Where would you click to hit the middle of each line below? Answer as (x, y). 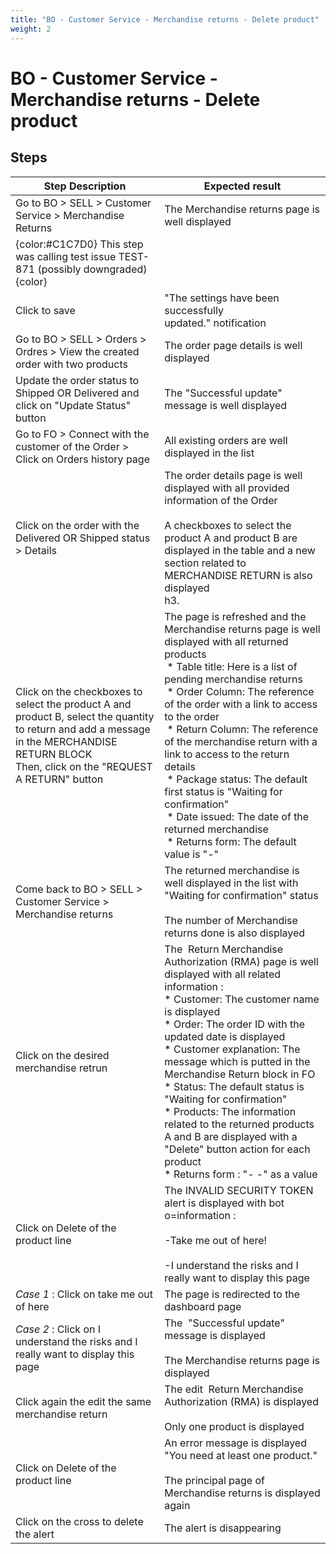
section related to (205, 563)
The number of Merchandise (231, 920)
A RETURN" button (59, 779)
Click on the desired (62, 1055)
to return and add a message (83, 729)
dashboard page (203, 1306)
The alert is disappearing (223, 1528)
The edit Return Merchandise (234, 1389)
